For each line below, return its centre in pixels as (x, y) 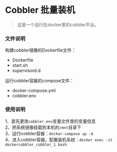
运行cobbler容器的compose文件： (40, 81)
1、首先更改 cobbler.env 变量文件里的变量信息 (50, 121)
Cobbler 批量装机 (40, 10)
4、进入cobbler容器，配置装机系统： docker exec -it (59, 139)
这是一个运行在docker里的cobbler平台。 (58, 25)
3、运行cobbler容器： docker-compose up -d (49, 133)
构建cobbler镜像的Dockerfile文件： (41, 50)
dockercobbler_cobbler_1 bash (36, 145)
